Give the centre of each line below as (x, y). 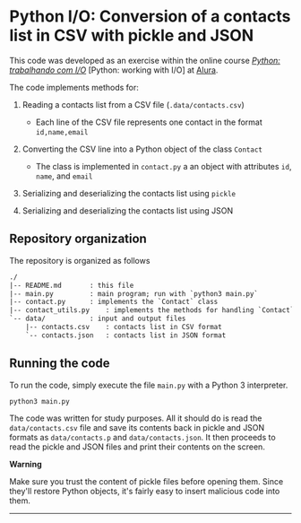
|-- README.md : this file (72, 285)
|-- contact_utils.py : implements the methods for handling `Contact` (152, 310)
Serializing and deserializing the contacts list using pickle (129, 193)
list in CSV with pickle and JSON (132, 35)
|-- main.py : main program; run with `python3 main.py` (133, 293)
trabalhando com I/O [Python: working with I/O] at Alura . (114, 70)
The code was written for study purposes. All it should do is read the (136, 418)
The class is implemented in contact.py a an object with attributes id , (163, 166)
